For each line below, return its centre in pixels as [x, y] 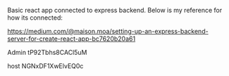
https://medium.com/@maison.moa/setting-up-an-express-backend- [108, 31]
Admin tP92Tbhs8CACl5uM [47, 52]
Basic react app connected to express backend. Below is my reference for [115, 10]
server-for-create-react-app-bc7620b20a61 [72, 39]
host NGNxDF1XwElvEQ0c [45, 66]
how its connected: [35, 18]
